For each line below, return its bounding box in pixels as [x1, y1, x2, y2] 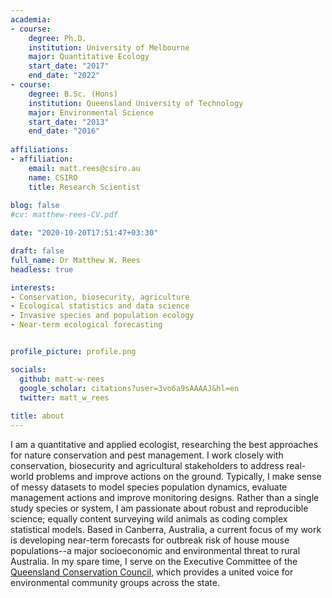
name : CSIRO [28, 172, 78, 183]
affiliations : [10, 145, 70, 155]
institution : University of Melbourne [28, 42, 190, 53]
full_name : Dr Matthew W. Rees [10, 255, 141, 265]
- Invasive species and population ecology [10, 311, 195, 321]
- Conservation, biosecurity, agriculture [10, 292, 190, 302]
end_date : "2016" [28, 126, 101, 136]
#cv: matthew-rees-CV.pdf [10, 210, 118, 220]
